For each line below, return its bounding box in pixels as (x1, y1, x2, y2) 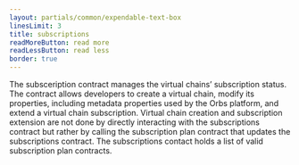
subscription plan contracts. (9, 145, 112, 156)
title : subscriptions (9, 29, 90, 38)
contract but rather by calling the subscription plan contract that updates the (9, 127, 291, 136)
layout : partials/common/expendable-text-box (9, 12, 181, 22)
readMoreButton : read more (9, 37, 110, 47)
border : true (9, 54, 58, 63)
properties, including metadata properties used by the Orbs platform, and (9, 98, 279, 108)
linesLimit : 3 (9, 21, 62, 30)
